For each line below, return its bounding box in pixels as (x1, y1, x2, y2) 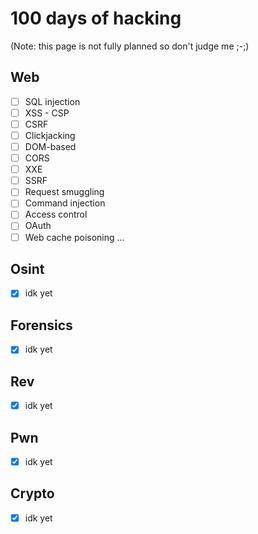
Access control (24, 208, 88, 221)
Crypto (10, 485, 55, 502)
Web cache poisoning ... (24, 231, 125, 243)
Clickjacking (24, 129, 76, 141)
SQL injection (24, 95, 81, 107)
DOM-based (24, 141, 77, 152)
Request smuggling (24, 186, 105, 198)
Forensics (10, 317, 73, 334)
